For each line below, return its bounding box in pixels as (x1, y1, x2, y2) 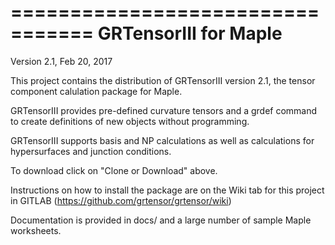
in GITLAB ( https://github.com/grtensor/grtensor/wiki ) (10, 194, 232, 206)
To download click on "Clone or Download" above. (10, 164, 218, 176)
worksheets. (10, 224, 62, 236)
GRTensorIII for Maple (97, 22, 283, 45)
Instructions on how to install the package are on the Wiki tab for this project (10, 184, 325, 196)
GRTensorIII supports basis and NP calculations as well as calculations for (10, 134, 315, 146)
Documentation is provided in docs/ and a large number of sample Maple (10, 214, 312, 226)
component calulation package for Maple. (10, 85, 183, 97)
